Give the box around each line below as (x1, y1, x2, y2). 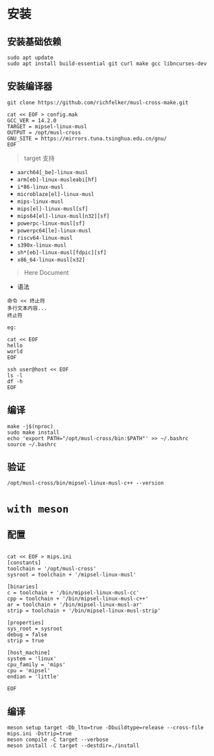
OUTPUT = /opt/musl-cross (7, 129, 81, 136)
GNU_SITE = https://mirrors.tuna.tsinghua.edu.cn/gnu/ (7, 135, 167, 142)
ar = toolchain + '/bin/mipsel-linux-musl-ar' (7, 601, 143, 609)
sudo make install (7, 429, 60, 436)
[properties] (7, 620, 45, 626)
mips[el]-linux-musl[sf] (16, 205, 88, 212)
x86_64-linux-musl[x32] (16, 256, 86, 263)
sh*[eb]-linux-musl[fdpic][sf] (16, 249, 107, 256)
